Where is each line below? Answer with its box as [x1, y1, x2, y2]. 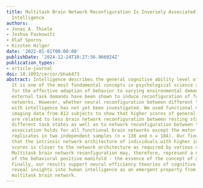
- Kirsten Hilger [6, 43, 50, 49]
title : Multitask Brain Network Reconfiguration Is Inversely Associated [6, 8, 196, 15]
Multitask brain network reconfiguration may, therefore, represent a [11, 150, 193, 156]
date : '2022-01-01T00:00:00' [6, 49, 80, 55]
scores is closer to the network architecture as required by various [11, 144, 193, 150]
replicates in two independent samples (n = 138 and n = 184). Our [11, 133, 185, 139]
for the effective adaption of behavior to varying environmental [11, 88, 182, 94]
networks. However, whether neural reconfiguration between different [11, 99, 193, 105]
